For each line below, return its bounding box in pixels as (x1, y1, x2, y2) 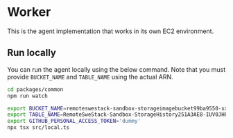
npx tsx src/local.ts (7, 124, 70, 131)
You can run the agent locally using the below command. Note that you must (7, 65, 226, 73)
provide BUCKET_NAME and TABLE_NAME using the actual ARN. (7, 72, 173, 81)
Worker (7, 4, 51, 20)
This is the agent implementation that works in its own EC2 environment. (7, 27, 214, 35)
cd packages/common (7, 86, 64, 93)
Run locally (7, 47, 57, 59)
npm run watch (7, 92, 49, 99)
